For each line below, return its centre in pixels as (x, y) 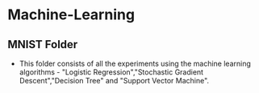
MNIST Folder (43, 44)
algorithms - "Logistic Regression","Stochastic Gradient (111, 72)
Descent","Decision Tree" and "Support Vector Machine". (114, 81)
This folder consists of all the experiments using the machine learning (135, 63)
